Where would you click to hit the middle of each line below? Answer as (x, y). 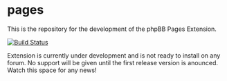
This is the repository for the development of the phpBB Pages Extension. (112, 29)
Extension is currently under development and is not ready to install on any (114, 55)
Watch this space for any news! (52, 70)
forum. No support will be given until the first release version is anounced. (112, 62)
